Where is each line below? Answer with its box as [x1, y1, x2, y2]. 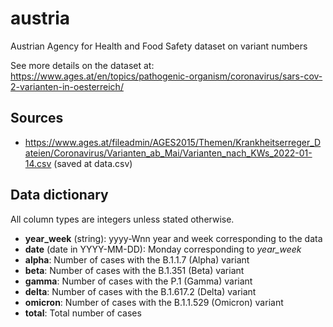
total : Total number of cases [24, 307, 142, 319]
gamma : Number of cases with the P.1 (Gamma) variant [24, 275, 253, 287]
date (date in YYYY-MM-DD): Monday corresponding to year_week [24, 243, 302, 255]
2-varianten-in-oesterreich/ [10, 80, 124, 92]
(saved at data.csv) [53, 157, 133, 169]
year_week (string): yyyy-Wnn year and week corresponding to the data [24, 232, 323, 244]
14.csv [24, 157, 52, 169]
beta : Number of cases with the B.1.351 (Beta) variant [24, 264, 245, 276]
